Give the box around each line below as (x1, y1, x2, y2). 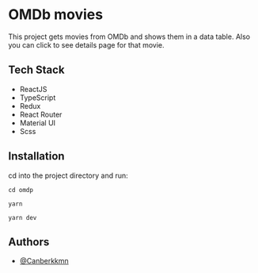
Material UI (19, 117, 56, 128)
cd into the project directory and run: (8, 171, 128, 180)
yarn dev (8, 213, 37, 221)
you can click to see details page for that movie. (8, 40, 165, 49)
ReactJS (19, 84, 47, 94)
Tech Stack (8, 63, 65, 77)
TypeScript (19, 93, 56, 102)
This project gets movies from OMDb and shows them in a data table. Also (8, 32, 251, 41)
